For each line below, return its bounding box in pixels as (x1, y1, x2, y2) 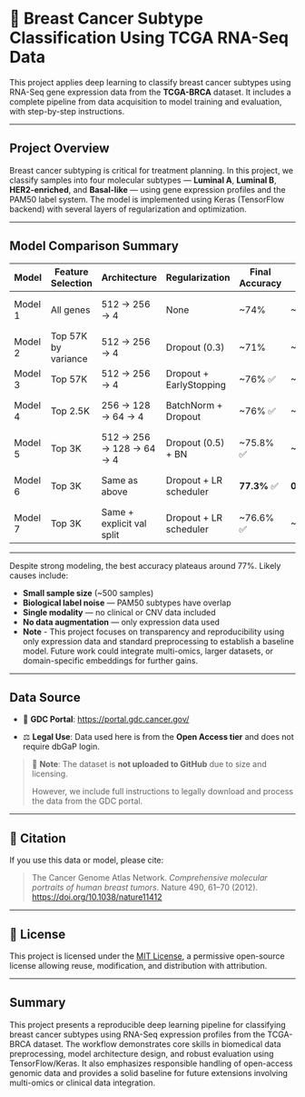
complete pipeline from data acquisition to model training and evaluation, (9, 95, 282, 107)
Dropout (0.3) (165, 341, 225, 354)
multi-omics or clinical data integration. (9, 1077, 156, 1088)
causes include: (9, 570, 69, 581)
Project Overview (9, 141, 110, 156)
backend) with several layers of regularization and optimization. (9, 204, 247, 214)
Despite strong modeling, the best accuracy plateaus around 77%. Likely (9, 560, 281, 571)
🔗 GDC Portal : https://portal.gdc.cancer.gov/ (22, 713, 190, 725)
